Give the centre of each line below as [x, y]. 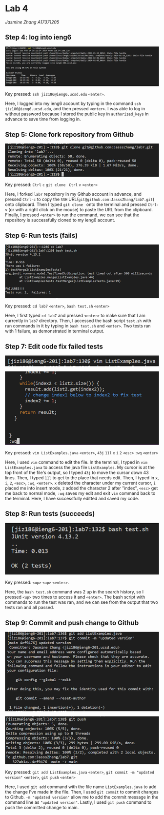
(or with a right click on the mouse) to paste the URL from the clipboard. [81, 210]
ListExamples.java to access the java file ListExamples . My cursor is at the [80, 467]
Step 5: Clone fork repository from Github [70, 134]
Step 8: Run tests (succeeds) [50, 514]
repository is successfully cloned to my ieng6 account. [60, 220]
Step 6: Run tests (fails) [41, 235]
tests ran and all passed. [30, 608]
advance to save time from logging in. [43, 119]
